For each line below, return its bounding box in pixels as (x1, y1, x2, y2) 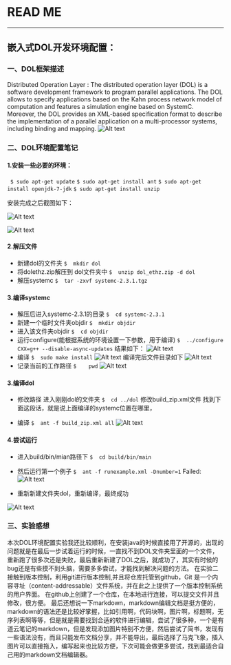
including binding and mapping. (7, 124, 97, 132)
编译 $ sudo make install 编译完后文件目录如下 (16, 353, 184, 361)
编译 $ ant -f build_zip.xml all (16, 419, 115, 427)
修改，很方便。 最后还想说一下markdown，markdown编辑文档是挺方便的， (7, 598, 219, 607)
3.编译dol (7, 379, 34, 387)
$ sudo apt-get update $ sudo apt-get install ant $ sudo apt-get (10, 178, 201, 185)
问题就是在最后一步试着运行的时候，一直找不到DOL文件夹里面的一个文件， (7, 546, 219, 555)
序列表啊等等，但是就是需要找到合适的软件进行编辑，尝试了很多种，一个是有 (7, 615, 224, 624)
